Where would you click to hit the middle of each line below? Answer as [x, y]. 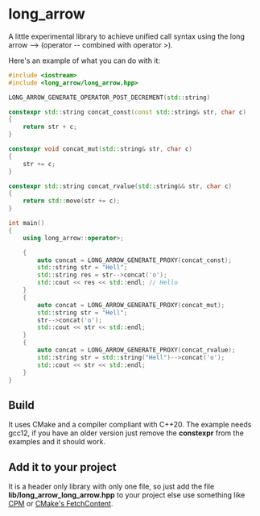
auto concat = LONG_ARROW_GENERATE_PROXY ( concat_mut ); [131, 305]
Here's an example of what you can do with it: [85, 60]
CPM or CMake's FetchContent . [61, 504]
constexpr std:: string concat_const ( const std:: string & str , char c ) [128, 112]
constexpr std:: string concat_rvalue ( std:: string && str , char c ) [120, 186]
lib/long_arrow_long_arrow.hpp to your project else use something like [127, 495]
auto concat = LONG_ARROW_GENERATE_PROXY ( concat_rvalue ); [136, 350]
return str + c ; [50, 127]
